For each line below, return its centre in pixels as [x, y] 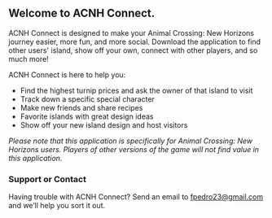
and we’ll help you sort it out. [57, 206]
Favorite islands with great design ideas [87, 116]
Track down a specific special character [87, 99]
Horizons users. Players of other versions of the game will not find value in [134, 149]
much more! [29, 59]
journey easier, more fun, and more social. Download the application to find [135, 41]
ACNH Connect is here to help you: [67, 74]
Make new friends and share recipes [81, 107]
